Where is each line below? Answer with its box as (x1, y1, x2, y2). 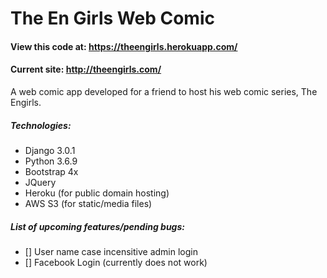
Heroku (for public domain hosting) (24, 187, 170, 199)
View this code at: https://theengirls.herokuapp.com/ (10, 40, 238, 52)
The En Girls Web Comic (10, 7, 215, 30)
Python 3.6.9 (24, 155, 78, 167)
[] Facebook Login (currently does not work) (24, 256, 208, 268)
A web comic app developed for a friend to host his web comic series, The (10, 85, 318, 97)
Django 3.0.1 (24, 144, 76, 156)
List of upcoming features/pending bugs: (10, 220, 185, 232)
